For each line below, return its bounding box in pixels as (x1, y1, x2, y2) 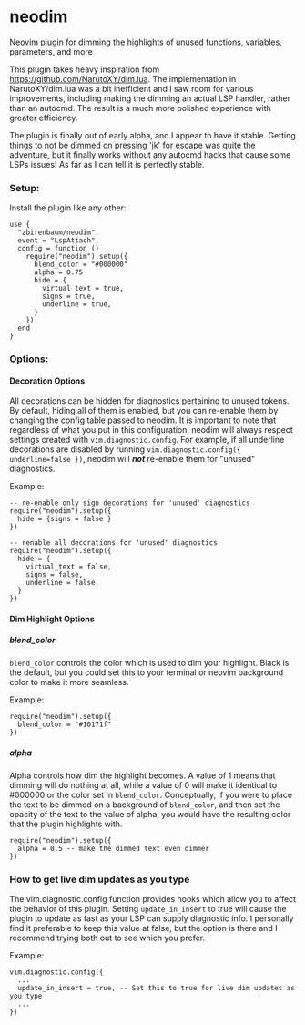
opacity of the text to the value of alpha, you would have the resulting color (9, 808, 291, 819)
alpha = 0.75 (33, 268, 84, 277)
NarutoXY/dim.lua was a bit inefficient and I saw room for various (9, 83, 254, 94)
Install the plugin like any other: (9, 202, 127, 213)
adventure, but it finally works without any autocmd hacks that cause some (9, 149, 291, 160)
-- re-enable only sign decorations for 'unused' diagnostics (9, 498, 250, 507)
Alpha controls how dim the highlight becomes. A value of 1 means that (9, 770, 276, 781)
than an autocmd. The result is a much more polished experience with (9, 102, 271, 113)
